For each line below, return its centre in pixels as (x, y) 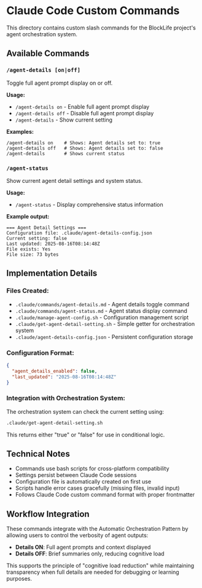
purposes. (19, 579)
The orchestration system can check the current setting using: (85, 411)
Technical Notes (38, 454)
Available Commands (48, 54)
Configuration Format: (41, 352)
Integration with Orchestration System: (66, 398)
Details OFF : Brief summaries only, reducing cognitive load (90, 554)
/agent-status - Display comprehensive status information (89, 204)
